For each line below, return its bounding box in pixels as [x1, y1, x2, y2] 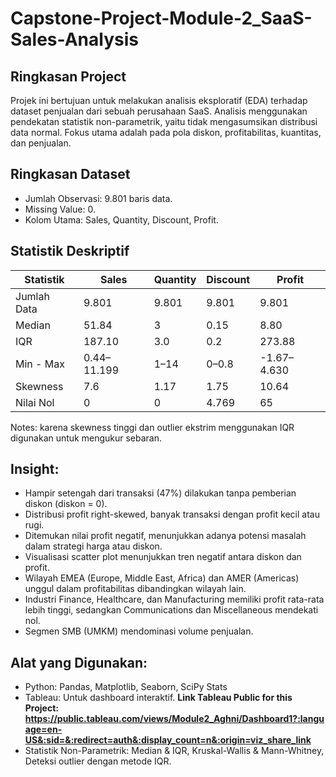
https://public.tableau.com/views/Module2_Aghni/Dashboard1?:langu [24, 713, 325, 725]
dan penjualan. [10, 137, 72, 149]
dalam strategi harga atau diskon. [24, 540, 163, 552]
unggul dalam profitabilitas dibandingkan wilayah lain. [24, 583, 247, 595]
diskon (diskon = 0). [24, 498, 108, 510]
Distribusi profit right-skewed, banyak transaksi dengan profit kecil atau [24, 508, 320, 521]
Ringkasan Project [10, 68, 127, 85]
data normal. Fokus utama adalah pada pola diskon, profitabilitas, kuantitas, [10, 127, 322, 138]
